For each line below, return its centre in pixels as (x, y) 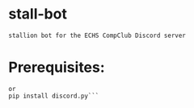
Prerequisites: (57, 67)
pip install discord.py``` (54, 96)
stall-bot (38, 14)
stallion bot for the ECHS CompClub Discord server (97, 35)
